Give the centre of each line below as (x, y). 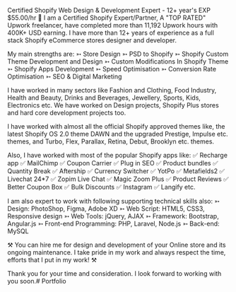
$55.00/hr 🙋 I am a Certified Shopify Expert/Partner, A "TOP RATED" (107, 18)
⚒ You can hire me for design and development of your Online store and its (117, 245)
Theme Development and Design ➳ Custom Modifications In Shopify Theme (118, 62)
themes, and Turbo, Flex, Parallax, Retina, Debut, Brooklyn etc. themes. (111, 141)
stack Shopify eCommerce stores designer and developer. (92, 40)
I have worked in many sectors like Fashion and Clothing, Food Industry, (112, 90)
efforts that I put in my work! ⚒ (52, 260)
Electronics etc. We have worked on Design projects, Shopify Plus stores (113, 105)
